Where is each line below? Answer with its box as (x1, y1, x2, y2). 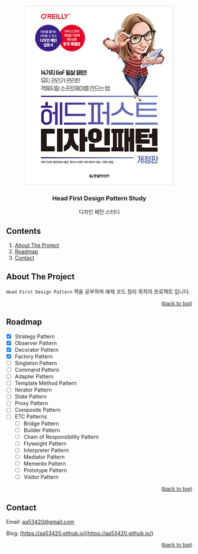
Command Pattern (14, 367, 60, 374)
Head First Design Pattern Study (52, 194, 147, 202)
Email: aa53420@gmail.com (6, 518, 75, 525)
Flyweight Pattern (23, 440, 67, 447)
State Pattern (14, 393, 47, 400)
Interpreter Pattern (23, 447, 69, 454)
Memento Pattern (23, 460, 66, 467)
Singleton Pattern (14, 359, 57, 367)
